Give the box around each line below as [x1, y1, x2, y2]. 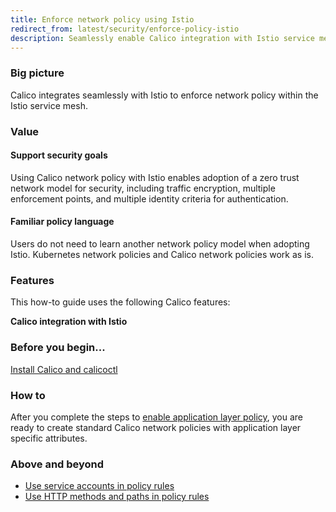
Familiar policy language [10, 216, 115, 228]
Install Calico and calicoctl [10, 363, 118, 375]
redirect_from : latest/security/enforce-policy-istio [10, 24, 240, 34]
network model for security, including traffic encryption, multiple [10, 182, 276, 194]
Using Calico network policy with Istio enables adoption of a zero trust [10, 171, 300, 183]
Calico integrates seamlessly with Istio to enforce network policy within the [10, 89, 319, 101]
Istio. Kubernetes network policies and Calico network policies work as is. [10, 249, 314, 260]
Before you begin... [10, 341, 106, 355]
